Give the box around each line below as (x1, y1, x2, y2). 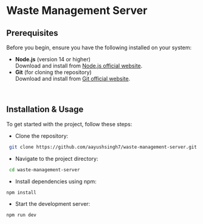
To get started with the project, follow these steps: (6, 120, 132, 127)
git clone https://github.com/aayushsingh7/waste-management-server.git (9, 144, 198, 150)
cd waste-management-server (9, 166, 80, 173)
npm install (6, 189, 36, 195)
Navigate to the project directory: (15, 155, 98, 162)
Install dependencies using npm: (15, 177, 97, 185)
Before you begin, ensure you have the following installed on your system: (6, 44, 192, 51)
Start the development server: (15, 200, 91, 208)
